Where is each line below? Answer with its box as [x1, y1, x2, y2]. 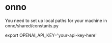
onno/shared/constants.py [5, 22, 59, 28]
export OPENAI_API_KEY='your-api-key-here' [5, 32, 97, 38]
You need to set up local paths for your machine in [5, 18, 107, 23]
